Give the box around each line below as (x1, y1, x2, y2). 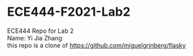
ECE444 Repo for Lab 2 (7, 27, 74, 35)
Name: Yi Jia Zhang (7, 33, 63, 42)
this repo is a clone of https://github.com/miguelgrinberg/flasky (7, 41, 186, 49)
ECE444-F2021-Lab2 (7, 4, 131, 20)
